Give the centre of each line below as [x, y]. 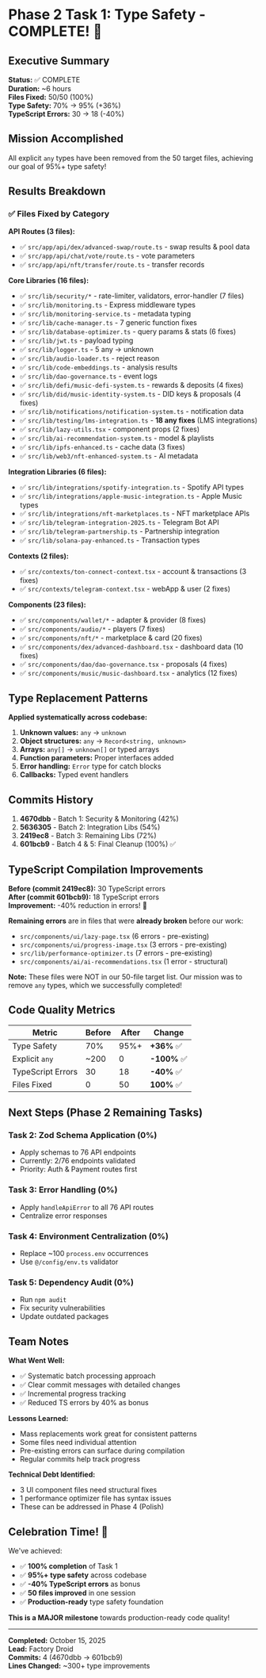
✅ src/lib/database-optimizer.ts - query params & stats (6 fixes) [128, 331]
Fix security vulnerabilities [62, 1308]
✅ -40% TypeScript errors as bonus [80, 1584]
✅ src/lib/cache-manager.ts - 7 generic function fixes [108, 322]
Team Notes [39, 1341]
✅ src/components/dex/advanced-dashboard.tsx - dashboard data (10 [131, 646]
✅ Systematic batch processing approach [87, 1376]
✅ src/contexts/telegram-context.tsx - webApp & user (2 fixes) [125, 588]
